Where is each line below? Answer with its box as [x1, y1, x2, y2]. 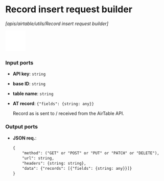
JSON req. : [12, 134, 37, 141]
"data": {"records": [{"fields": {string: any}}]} [22, 166, 132, 171]
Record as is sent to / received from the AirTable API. [12, 110, 124, 117]
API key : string [12, 71, 46, 77]
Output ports [5, 123, 38, 130]
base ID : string [12, 81, 46, 87]
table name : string [12, 90, 54, 97]
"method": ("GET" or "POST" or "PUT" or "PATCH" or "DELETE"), [22, 150, 159, 155]
